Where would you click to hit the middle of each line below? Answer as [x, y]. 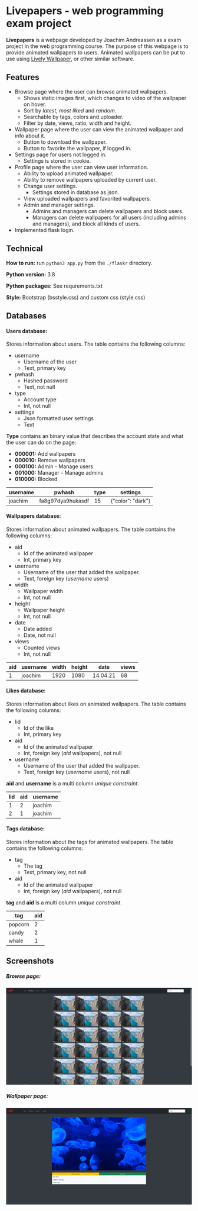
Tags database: [26, 829]
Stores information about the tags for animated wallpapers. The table [90, 842]
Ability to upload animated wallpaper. [68, 173]
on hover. [35, 104]
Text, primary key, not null [55, 872]
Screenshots [30, 961]
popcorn [19, 924]
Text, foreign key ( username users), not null [77, 772]
